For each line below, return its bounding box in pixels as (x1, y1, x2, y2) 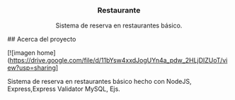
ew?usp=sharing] (7, 63, 59, 72)
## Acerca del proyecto (7, 35, 76, 44)
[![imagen (7, 49, 35, 57)
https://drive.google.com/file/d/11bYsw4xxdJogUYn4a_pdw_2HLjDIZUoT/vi (9, 56, 228, 65)
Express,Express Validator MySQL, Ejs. (7, 85, 120, 93)
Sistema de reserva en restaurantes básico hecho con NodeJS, (7, 77, 193, 86)
